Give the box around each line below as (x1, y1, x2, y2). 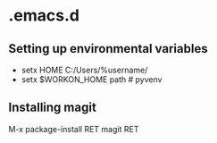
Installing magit (8, 100, 97, 115)
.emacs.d (8, 5, 79, 26)
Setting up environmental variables (8, 41, 208, 56)
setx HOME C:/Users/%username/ (21, 64, 148, 75)
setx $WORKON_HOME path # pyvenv (21, 74, 163, 85)
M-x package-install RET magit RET (8, 123, 139, 134)
